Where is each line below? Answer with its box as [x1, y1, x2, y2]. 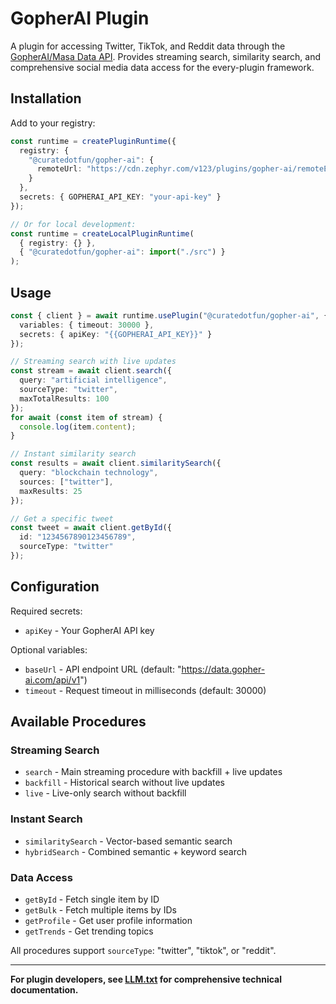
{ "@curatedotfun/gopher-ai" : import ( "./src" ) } [19, 247, 226, 257]
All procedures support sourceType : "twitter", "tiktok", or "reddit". [10, 945, 277, 957]
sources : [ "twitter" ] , [19, 477, 114, 487]
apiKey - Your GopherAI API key [24, 624, 155, 636]
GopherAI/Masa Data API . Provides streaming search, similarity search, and [10, 50, 322, 62]
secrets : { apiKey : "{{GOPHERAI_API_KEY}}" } [19, 329, 213, 339]
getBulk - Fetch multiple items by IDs [24, 904, 177, 916]
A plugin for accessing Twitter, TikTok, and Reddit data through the [10, 40, 286, 52]
